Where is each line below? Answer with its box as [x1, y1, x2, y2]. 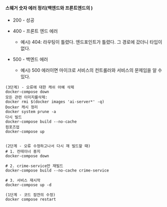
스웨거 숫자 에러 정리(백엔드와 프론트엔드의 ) [5, 5, 93, 11]
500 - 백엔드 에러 [12, 57, 48, 63]
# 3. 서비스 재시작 [5, 178, 41, 183]
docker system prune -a [5, 109, 57, 115]
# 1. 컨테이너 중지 [5, 149, 41, 154]
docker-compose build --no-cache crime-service [5, 168, 109, 173]
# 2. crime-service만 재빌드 [5, 163, 63, 169]
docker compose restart [5, 197, 57, 202]
